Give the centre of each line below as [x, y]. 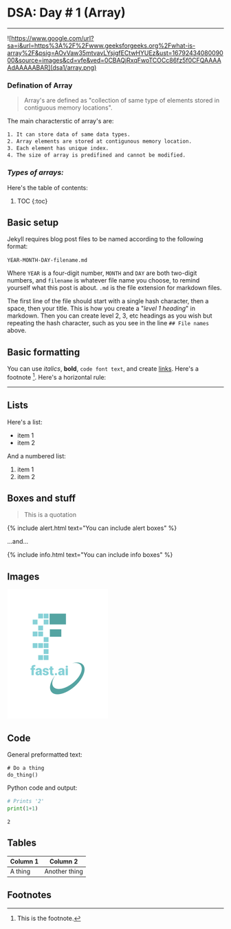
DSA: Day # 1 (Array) [66, 13]
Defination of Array [40, 85]
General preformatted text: [45, 755]
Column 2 [64, 861]
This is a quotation [50, 515]
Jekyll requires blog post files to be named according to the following [105, 239]
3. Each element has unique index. [58, 149]
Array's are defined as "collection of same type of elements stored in [122, 101]
